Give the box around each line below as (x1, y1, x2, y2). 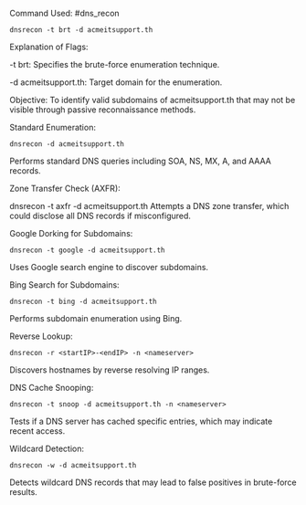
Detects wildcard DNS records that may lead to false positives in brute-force (9, 477, 297, 488)
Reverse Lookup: (9, 331, 73, 342)
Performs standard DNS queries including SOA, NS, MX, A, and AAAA (9, 155, 271, 166)
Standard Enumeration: (9, 122, 96, 132)
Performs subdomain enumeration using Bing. (9, 313, 183, 323)
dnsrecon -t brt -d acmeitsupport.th (9, 26, 153, 35)
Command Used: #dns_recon (9, 8, 121, 18)
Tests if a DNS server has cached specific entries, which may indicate (9, 416, 273, 426)
